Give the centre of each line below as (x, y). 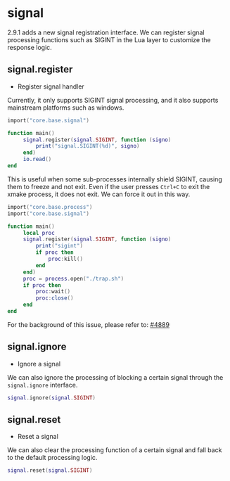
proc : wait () (53, 292)
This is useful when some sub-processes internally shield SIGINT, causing (115, 179)
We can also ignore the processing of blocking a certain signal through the (115, 377)
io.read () (37, 160)
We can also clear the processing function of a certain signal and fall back (115, 450)
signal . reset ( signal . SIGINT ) (50, 470)
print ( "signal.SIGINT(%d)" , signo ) (88, 146)
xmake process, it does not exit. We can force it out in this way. (99, 194)
